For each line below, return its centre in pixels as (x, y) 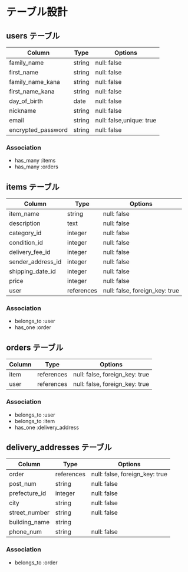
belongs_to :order (36, 563)
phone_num (26, 532)
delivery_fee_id (30, 252)
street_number (29, 513)
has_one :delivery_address (47, 427)
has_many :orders (37, 167)
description (25, 223)
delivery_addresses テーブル (59, 447)
